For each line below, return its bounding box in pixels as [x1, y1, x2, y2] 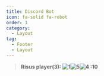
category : [6, 25, 31, 31]
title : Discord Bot [6, 8, 55, 15]
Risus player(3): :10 [20, 63, 98, 70]
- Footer [11, 42, 33, 48]
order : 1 [6, 19, 28, 25]
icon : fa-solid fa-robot [6, 14, 68, 20]
